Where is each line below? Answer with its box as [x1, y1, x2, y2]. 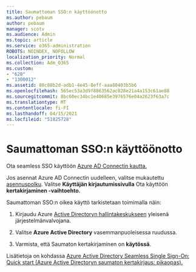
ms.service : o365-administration [6, 43, 91, 49]
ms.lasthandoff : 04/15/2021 [6, 110, 78, 117]
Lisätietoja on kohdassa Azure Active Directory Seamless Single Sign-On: [6, 253, 190, 260]
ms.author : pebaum [6, 15, 53, 21]
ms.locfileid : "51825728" [6, 116, 72, 122]
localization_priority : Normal [6, 54, 86, 60]
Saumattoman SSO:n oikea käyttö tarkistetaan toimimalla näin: [6, 199, 161, 206]
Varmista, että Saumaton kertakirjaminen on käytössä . [15, 240, 152, 248]
